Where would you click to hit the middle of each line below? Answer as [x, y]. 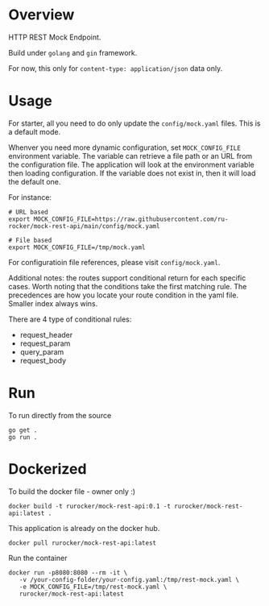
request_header [46, 334]
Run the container [38, 558]
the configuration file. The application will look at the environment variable [132, 164]
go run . [23, 437]
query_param [42, 351]
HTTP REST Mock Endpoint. [55, 37]
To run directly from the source [60, 415]
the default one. [35, 181]
